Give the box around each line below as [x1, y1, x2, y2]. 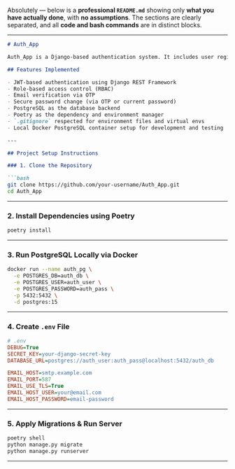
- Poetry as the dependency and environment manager [7, 111, 164, 118]
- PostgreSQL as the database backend [7, 105, 120, 112]
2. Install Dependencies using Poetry [7, 211, 135, 220]
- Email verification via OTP [7, 92, 96, 99]
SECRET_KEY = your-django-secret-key [7, 350, 111, 358]
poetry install [7, 227, 52, 234]
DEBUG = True [7, 344, 39, 351]
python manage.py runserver [7, 447, 90, 454]
